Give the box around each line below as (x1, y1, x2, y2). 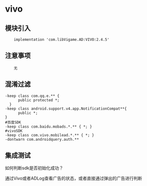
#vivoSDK (5, 128, 23, 133)
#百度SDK (5, 120, 21, 125)
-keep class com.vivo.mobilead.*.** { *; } (5, 132, 95, 137)
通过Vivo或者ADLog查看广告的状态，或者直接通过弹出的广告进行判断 (5, 175, 142, 181)
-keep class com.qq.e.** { (5, 93, 60, 98)
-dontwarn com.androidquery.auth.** (5, 137, 79, 142)
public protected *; (17, 97, 60, 103)
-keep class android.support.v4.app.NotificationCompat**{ (5, 106, 127, 111)
